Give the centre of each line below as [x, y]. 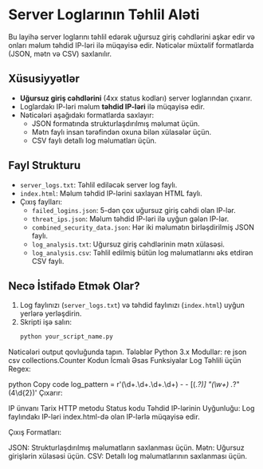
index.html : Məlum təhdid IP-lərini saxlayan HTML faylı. [111, 193]
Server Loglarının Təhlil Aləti [104, 15]
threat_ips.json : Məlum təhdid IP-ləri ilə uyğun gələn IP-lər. [130, 219]
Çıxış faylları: [41, 202]
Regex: [20, 369]
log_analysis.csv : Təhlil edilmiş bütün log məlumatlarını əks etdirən [142, 252]
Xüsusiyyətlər [44, 79]
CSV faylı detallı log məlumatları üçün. [94, 140]
